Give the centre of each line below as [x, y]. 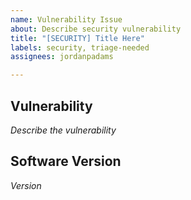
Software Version [66, 161]
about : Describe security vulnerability [96, 29]
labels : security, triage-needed [80, 47]
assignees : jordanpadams [62, 57]
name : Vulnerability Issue [66, 19]
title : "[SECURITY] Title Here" [77, 38]
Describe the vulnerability [63, 130]
